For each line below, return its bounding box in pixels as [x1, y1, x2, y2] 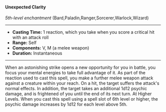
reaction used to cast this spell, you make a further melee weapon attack [5, 75, 154, 81]
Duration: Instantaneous [12, 50, 63, 56]
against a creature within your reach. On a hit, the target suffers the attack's [5, 80, 160, 86]
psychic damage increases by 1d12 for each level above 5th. [5, 102, 127, 108]
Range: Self [12, 40, 37, 46]
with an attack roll [12, 35, 49, 41]
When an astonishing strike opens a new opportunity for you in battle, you [5, 64, 156, 70]
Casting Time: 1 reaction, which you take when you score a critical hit [12, 29, 155, 35]
